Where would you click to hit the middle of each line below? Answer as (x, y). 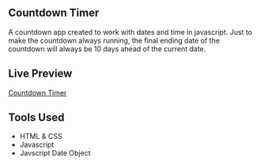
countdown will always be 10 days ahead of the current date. (107, 49)
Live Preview (40, 74)
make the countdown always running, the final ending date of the (114, 40)
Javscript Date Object (55, 153)
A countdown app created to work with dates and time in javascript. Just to (130, 32)
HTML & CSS (41, 137)
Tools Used (36, 118)
